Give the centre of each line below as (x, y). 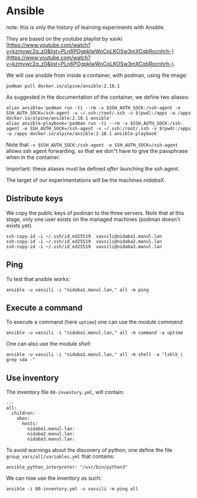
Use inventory (32, 378)
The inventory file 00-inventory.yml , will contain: (65, 392)
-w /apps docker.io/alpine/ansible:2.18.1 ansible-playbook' (83, 134)
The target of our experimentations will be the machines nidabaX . (86, 180)
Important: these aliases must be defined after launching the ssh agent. (93, 168)
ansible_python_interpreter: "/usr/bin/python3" (67, 467)
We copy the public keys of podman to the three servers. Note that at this (95, 213)
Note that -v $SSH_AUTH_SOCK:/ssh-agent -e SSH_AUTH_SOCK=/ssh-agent (92, 144)
